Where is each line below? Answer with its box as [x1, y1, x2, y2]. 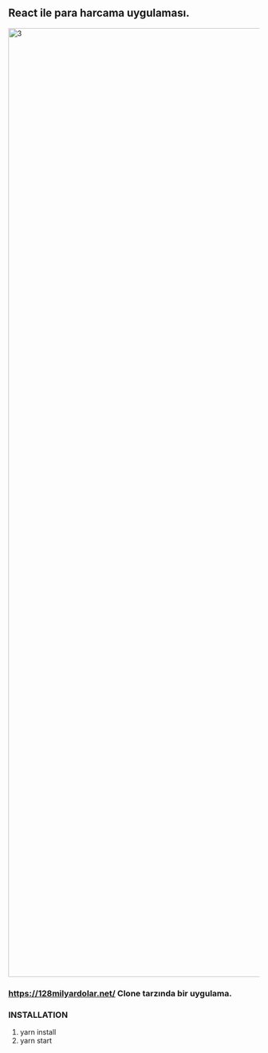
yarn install [19, 1027, 57, 1037]
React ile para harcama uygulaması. [8, 6, 190, 20]
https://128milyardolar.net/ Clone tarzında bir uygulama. [8, 988, 233, 999]
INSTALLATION [8, 1009, 69, 1020]
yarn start [19, 1036, 53, 1046]
